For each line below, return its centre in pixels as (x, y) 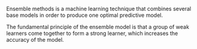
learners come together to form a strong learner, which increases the (92, 33)
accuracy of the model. (35, 40)
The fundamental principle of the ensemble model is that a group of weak (98, 27)
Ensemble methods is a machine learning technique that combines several (99, 9)
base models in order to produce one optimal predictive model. (85, 15)
